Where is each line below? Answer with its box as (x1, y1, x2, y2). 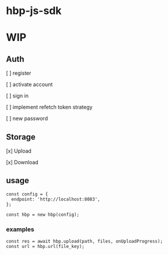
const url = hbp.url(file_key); (6, 244, 85, 250)
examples (6, 225, 34, 233)
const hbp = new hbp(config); (6, 212, 80, 218)
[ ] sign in (6, 92, 29, 99)
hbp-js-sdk (6, 4, 62, 18)
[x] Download (6, 159, 39, 166)
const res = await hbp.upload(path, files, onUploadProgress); (6, 239, 163, 244)
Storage (6, 132, 36, 142)
